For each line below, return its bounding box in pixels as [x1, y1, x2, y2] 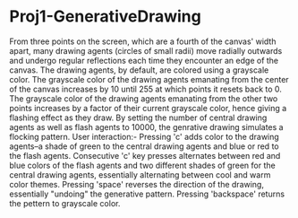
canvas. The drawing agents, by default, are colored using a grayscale [9, 65, 269, 75]
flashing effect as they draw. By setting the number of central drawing [9, 112, 268, 123]
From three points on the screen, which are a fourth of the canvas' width [9, 36, 277, 47]
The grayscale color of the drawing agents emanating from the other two [9, 92, 278, 104]
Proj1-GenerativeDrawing [9, 6, 201, 27]
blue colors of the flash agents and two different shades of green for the [9, 160, 276, 170]
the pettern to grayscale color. [9, 197, 121, 208]
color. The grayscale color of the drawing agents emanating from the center [9, 74, 289, 84]
